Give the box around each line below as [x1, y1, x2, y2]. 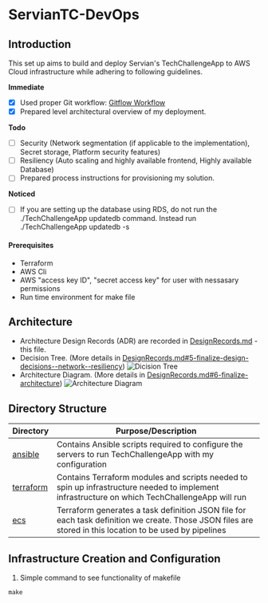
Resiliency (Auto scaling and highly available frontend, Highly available [19, 156, 252, 165]
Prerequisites [8, 240, 54, 250]
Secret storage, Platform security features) [19, 148, 161, 157]
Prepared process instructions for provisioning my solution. [19, 173, 215, 183]
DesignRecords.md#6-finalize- [147, 370, 249, 380]
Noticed [8, 189, 36, 199]
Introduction [8, 37, 72, 51]
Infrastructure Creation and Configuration [8, 552, 221, 566]
